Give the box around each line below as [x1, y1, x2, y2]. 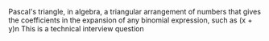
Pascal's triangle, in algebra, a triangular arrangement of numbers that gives [8, 7, 262, 16]
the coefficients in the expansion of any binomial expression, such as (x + [8, 15, 253, 25]
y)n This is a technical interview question [8, 24, 144, 33]
